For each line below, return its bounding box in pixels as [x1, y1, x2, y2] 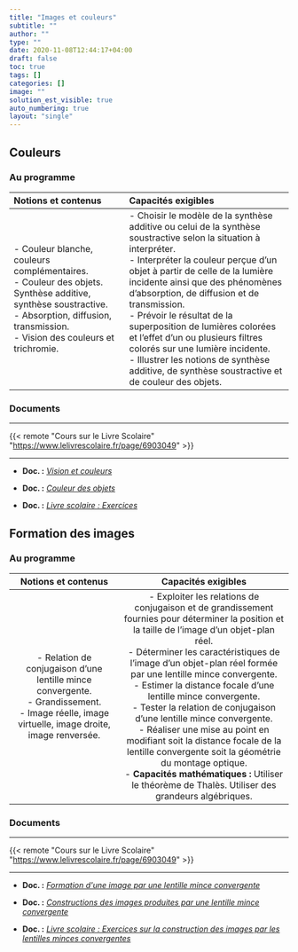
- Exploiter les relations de [148, 590, 260, 602]
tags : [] [9, 71, 42, 80]
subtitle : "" [9, 21, 58, 30]
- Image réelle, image [19, 706, 109, 719]
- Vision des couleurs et [13, 331, 115, 343]
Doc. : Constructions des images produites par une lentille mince [21, 897, 260, 908]
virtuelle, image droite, [17, 718, 111, 730]
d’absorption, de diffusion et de [129, 287, 260, 299]
